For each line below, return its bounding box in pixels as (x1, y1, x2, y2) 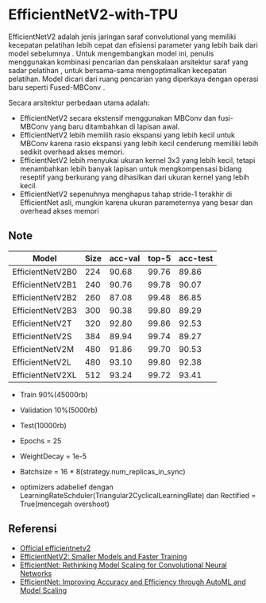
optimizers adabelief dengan (19, 482, 114, 492)
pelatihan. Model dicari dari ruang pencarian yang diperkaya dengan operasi (8, 74, 259, 83)
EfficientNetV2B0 (12, 266, 78, 277)
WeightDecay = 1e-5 (19, 451, 87, 461)
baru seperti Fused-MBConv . (8, 82, 106, 92)
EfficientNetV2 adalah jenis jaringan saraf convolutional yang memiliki (8, 32, 237, 41)
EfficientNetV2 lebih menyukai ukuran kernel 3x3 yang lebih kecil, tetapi (19, 155, 256, 164)
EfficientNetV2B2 (12, 292, 78, 303)
